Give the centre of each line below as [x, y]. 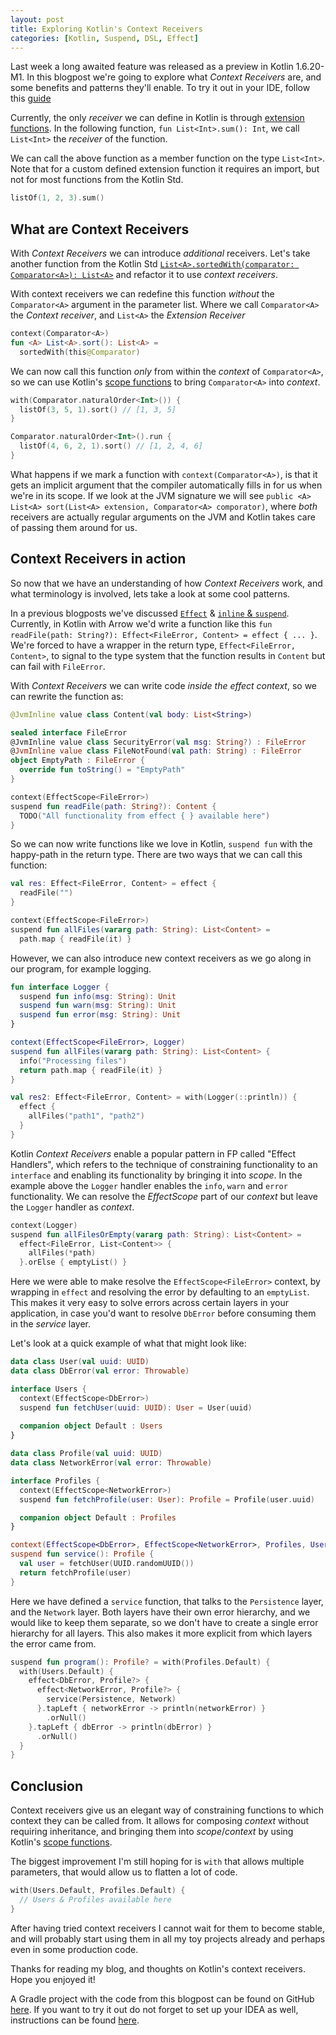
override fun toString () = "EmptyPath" [102, 770]
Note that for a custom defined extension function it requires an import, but [165, 169]
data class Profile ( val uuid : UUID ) [86, 1454]
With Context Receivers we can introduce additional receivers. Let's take [160, 253]
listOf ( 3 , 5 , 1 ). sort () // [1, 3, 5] [98, 409]
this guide [31, 98]
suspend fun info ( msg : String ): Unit [98, 996]
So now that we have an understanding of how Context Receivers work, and [166, 583]
